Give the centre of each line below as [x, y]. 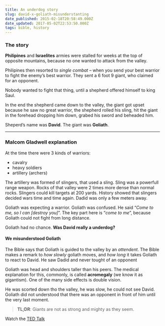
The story [17, 45]
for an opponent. [22, 81]
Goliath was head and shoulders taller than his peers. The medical [72, 269]
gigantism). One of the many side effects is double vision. [63, 279]
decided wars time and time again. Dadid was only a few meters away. [76, 198]
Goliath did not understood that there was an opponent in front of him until [80, 294]
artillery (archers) [30, 173]
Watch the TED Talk [25, 319]
